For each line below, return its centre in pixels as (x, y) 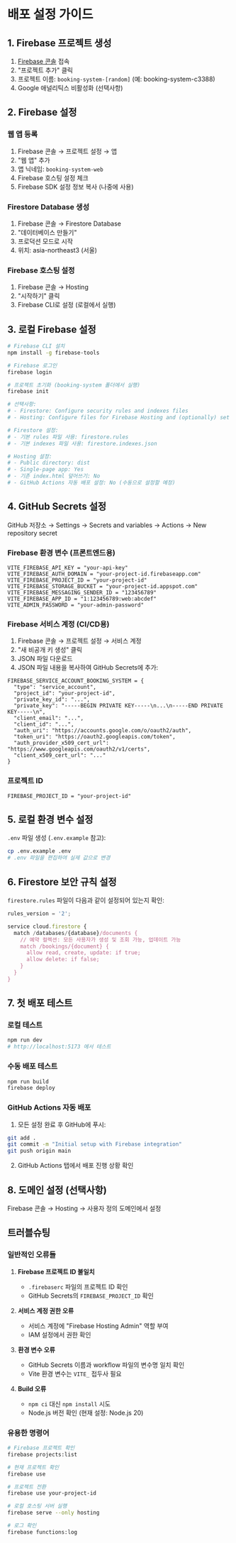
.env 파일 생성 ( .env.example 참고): (57, 838)
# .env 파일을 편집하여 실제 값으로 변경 (59, 858)
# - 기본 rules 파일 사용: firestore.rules (68, 437)
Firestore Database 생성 (49, 206)
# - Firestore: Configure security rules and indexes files (98, 411)
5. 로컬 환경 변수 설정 (50, 820)
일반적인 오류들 (32, 1255)
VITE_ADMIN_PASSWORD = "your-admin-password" (75, 605)
